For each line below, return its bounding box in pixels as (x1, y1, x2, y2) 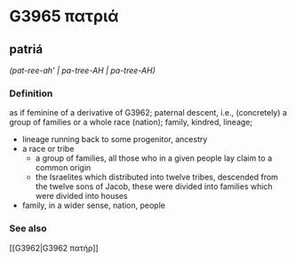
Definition (9, 87, 53, 99)
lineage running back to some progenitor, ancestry (21, 134, 208, 145)
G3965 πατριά (9, 6, 119, 27)
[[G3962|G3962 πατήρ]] (9, 242, 100, 253)
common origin (35, 163, 92, 173)
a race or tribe (21, 144, 75, 155)
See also (9, 222, 47, 234)
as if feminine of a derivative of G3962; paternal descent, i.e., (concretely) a (9, 107, 287, 118)
